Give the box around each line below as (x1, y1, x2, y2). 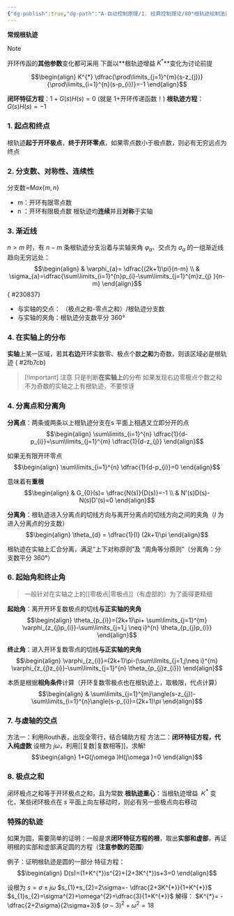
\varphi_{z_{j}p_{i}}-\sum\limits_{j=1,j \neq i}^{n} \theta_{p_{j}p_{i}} (22, 623, 212, 631)
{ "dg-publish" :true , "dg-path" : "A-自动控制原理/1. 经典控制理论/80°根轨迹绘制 (7, 10, 221, 17)
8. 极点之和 (7, 772, 45, 781)
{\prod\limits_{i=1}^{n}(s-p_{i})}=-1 (47, 80, 146, 89)
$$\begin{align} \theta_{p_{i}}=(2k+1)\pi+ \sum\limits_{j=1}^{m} (26, 615, 208, 624)
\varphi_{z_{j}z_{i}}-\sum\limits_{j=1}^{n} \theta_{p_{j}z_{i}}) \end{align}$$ (11, 663, 223, 672)
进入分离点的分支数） (7, 519, 68, 527)
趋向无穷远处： (7, 253, 50, 262)
